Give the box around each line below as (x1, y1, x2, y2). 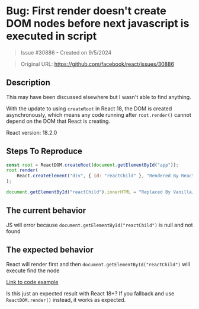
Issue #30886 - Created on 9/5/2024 (20, 49, 112, 56)
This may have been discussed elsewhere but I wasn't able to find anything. (6, 93, 191, 100)
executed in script (6, 30, 97, 43)
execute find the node (6, 267, 60, 274)
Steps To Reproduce (6, 146, 83, 157)
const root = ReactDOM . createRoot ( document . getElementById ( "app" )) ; (6, 162, 179, 168)
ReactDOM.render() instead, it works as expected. (6, 296, 126, 303)
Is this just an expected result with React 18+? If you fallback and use (6, 289, 175, 297)
